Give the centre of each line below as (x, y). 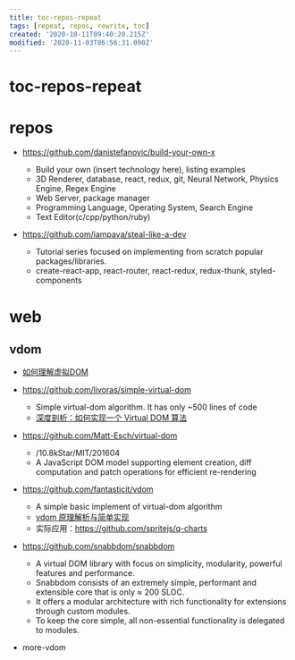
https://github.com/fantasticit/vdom (88, 489)
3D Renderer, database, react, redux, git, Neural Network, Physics (157, 179)
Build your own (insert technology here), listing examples (140, 170)
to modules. (57, 630)
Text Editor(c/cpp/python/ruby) (93, 217)
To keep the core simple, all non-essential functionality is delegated (160, 621)
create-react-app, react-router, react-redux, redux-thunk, (141, 271)
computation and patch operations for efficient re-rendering (146, 472)
